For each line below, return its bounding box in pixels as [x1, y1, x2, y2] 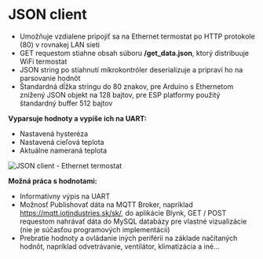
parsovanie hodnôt [19, 73, 81, 83]
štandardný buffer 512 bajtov [19, 98, 113, 108]
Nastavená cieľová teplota [19, 137, 104, 146]
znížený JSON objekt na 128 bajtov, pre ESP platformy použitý [19, 90, 221, 99]
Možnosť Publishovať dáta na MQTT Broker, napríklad [19, 199, 194, 209]
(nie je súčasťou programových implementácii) [19, 224, 170, 234]
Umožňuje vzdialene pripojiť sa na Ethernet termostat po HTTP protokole [19, 31, 255, 41]
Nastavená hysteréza [19, 128, 89, 139]
